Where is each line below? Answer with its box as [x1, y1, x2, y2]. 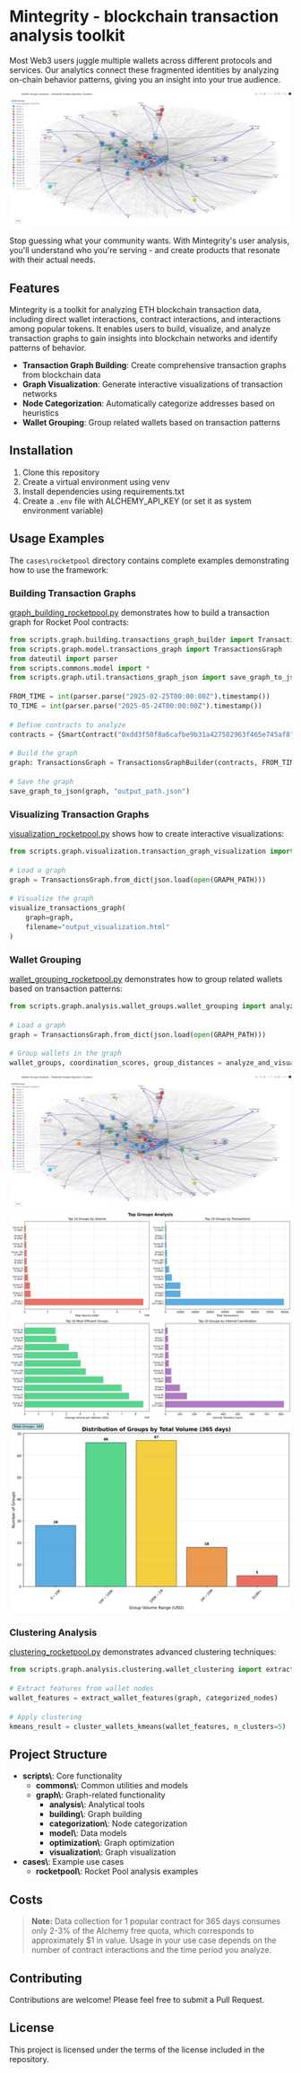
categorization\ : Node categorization [48, 1818, 188, 1829]
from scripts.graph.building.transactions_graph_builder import [9, 635, 254, 644]
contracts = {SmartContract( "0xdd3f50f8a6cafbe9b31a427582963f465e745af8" [9, 730, 295, 739]
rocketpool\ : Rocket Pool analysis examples [35, 1866, 199, 1877]
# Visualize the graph [9, 894, 94, 903]
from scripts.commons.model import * [9, 663, 150, 672]
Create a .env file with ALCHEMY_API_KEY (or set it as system [21, 496, 253, 506]
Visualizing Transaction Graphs [9, 808, 150, 821]
